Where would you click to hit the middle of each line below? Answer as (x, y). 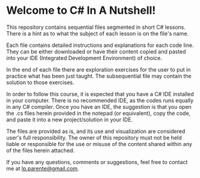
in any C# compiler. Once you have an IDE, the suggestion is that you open (99, 106)
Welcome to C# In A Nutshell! (81, 11)
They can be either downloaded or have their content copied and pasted (96, 51)
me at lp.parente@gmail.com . (43, 168)
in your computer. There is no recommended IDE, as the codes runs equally (100, 100)
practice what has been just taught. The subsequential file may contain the (99, 76)
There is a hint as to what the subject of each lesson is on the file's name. (98, 33)
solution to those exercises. (40, 82)
